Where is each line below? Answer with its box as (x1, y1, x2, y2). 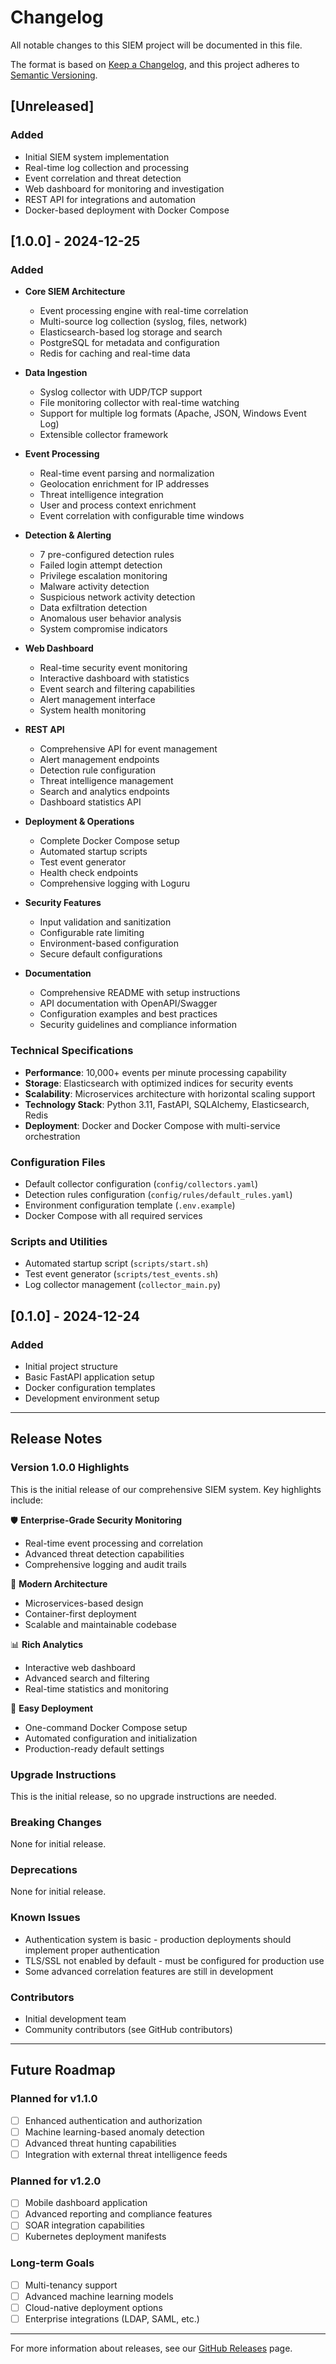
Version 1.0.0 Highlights (10, 1461, 130, 1475)
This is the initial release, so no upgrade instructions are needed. (10, 1790, 277, 1802)
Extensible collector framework (39, 429, 169, 441)
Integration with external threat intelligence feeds (24, 2148, 228, 2160)
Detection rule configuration (39, 764, 156, 776)
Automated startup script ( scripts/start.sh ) (24, 1257, 209, 1270)
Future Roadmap (10, 2062, 116, 2079)
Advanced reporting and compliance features (24, 2208, 213, 2220)
